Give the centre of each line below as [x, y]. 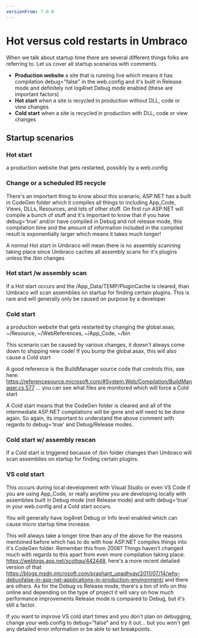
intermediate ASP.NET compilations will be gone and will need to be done [95, 412]
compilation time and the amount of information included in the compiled [95, 227]
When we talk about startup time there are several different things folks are [98, 58]
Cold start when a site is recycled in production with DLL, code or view [101, 113]
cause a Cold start [29, 358]
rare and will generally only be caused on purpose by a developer [86, 299]
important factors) [37, 94]
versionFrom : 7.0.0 [30, 12]
